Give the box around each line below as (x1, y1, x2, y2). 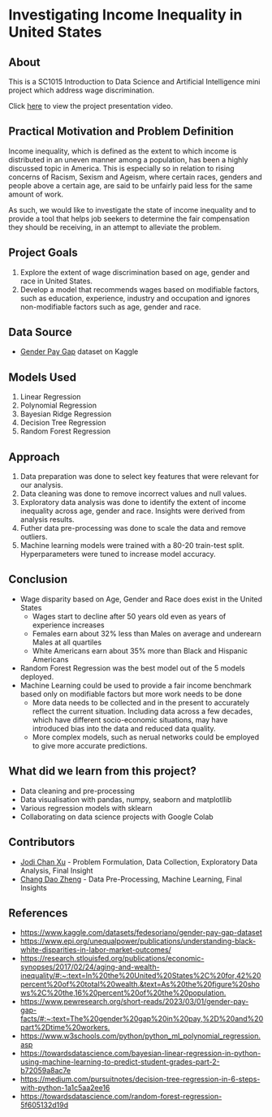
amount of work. (8, 189, 63, 199)
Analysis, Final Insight (19, 865, 93, 875)
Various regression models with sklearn (19, 803, 153, 813)
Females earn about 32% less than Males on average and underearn (32, 628, 262, 638)
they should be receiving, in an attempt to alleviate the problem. (8, 222, 222, 232)
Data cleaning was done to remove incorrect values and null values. (19, 489, 248, 498)
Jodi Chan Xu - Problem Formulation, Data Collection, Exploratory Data (19, 856, 258, 866)
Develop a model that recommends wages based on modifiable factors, (19, 284, 260, 294)
